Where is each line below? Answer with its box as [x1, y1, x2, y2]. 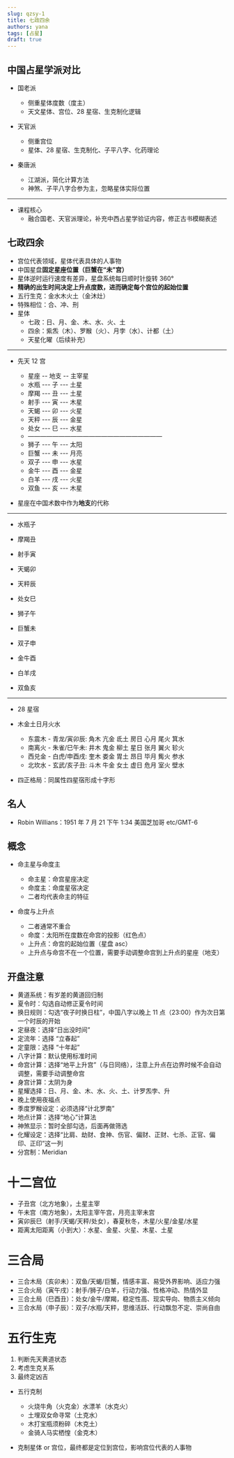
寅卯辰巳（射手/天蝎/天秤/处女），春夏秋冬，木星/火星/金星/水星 [17, 1217, 199, 1225]
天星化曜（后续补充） [27, 335, 89, 343]
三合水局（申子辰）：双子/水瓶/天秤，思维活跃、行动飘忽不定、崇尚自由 [17, 1304, 221, 1312]
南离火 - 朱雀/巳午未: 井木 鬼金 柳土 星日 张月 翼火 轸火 [27, 743, 185, 751]
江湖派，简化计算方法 [27, 175, 89, 184]
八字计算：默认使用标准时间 [17, 1052, 97, 1060]
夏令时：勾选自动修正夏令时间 [17, 999, 103, 1008]
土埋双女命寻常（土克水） [27, 1411, 102, 1419]
